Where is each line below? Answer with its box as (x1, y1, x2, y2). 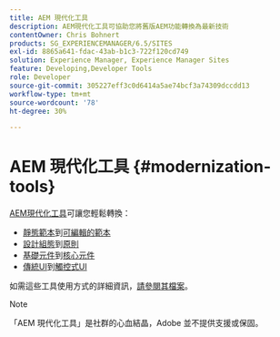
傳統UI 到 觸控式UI (22, 261, 88, 272)
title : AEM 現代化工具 (9, 13, 89, 23)
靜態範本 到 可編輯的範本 (22, 227, 111, 238)
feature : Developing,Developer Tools (9, 65, 153, 74)
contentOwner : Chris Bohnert (9, 30, 120, 39)
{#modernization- (133, 157, 272, 178)
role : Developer (9, 73, 71, 82)
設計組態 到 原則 (22, 239, 79, 250)
